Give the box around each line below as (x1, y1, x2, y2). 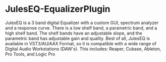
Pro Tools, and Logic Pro (5, 51, 55, 57)
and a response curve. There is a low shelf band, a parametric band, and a (5, 25, 158, 31)
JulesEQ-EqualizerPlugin (5, 3, 111, 15)
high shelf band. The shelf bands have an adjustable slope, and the (5, 30, 142, 36)
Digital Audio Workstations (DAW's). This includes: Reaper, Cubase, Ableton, (5, 46, 162, 52)
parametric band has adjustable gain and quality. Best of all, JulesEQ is (5, 35, 150, 41)
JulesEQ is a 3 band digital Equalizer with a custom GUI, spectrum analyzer (5, 20, 159, 26)
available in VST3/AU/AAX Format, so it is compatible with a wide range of (5, 40, 157, 46)
